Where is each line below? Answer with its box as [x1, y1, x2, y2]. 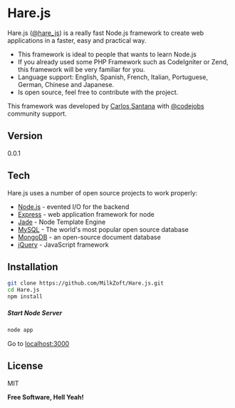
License [7, 360, 43, 372]
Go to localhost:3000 [7, 339, 70, 347]
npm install [7, 293, 43, 300]
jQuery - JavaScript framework [17, 240, 109, 249]
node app [7, 326, 33, 333]
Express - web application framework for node [17, 210, 155, 218]
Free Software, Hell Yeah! [7, 392, 84, 401]
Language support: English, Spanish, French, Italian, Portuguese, [17, 73, 209, 81]
